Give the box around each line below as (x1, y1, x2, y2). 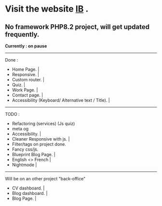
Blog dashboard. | (12, 190, 48, 196)
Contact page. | (12, 92, 43, 98)
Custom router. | (12, 77, 45, 82)
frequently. (5, 30, 40, 38)
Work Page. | (12, 87, 38, 93)
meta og (12, 126, 29, 131)
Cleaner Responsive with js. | (12, 136, 70, 142)
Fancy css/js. (12, 146, 39, 152)
